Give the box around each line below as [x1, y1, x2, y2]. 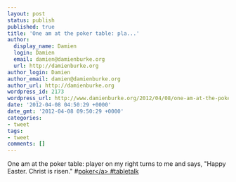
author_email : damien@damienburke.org [7, 75, 121, 83]
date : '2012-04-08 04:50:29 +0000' [7, 101, 112, 108]
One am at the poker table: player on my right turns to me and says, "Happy [7, 160, 226, 168]
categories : [7, 114, 42, 121]
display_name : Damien [13, 43, 77, 50]
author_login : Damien [7, 69, 71, 76]
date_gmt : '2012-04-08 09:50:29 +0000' [7, 108, 124, 115]
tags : [7, 127, 23, 134]
